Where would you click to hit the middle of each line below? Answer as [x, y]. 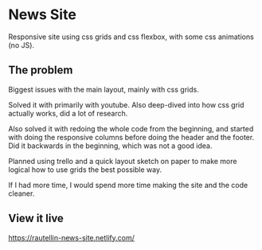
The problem [41, 70]
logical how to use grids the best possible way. [85, 170]
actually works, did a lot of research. [68, 113]
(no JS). [21, 45]
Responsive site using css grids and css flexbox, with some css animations [131, 37]
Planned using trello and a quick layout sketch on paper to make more [123, 161]
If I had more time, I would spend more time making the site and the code [128, 185]
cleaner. [22, 193]
